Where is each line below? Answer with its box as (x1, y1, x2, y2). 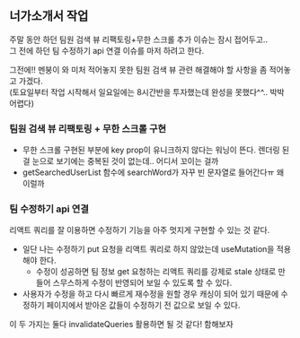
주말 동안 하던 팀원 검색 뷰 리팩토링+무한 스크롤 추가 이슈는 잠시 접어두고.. (9, 34, 268, 45)
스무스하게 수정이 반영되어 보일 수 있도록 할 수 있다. (52, 277, 233, 289)
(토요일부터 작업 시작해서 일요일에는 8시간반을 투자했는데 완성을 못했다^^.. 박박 (9, 86, 285, 97)
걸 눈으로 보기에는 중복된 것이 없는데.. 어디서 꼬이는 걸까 (22, 156, 219, 167)
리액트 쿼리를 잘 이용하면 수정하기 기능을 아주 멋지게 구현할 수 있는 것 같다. (9, 225, 270, 236)
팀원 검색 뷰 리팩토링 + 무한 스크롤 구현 (9, 122, 167, 134)
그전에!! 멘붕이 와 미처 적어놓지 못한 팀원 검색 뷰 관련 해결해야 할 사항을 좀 (9, 64, 268, 74)
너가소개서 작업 (9, 8, 89, 24)
